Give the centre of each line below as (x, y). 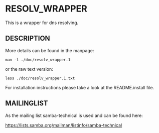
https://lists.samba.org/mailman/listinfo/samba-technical (64, 125)
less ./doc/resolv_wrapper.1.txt (40, 78)
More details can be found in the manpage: (50, 50)
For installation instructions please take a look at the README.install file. (80, 87)
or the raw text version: (29, 69)
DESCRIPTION (28, 38)
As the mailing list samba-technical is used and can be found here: (74, 115)
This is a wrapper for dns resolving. (42, 23)
